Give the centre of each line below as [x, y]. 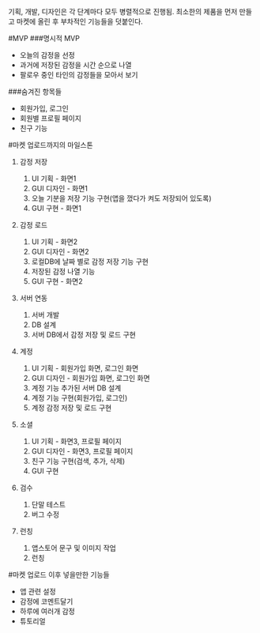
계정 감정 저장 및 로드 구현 [72, 408]
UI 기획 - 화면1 [54, 179]
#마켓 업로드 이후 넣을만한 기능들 [59, 575]
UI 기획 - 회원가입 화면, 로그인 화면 [85, 368]
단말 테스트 [48, 505]
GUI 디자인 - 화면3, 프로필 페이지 [82, 451]
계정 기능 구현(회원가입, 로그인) [79, 398]
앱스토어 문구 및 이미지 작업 [73, 548]
